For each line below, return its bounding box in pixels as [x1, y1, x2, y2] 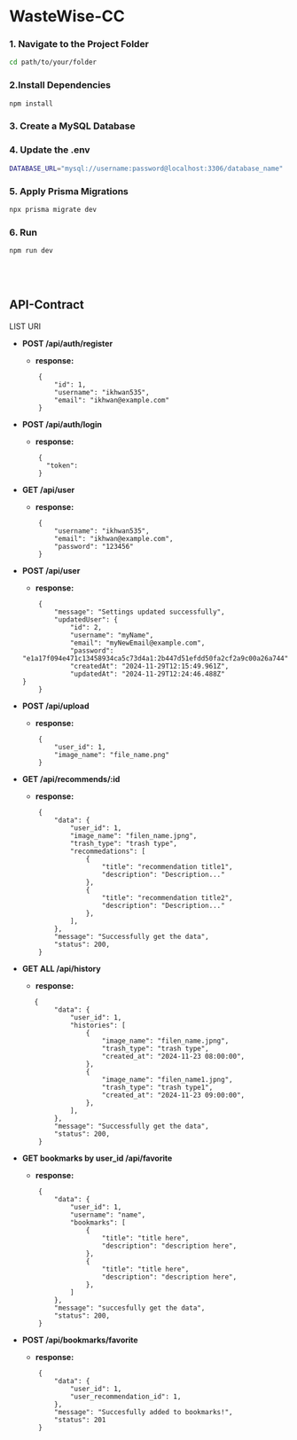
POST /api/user [21, 565, 81, 575]
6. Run [9, 226, 38, 239]
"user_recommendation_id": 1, [69, 1392, 182, 1401]
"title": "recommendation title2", [101, 893, 233, 902]
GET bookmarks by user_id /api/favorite [21, 1153, 173, 1163]
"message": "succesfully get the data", [54, 1303, 206, 1312]
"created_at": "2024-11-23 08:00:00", [101, 1052, 246, 1060]
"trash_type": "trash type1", [101, 1083, 214, 1092]
